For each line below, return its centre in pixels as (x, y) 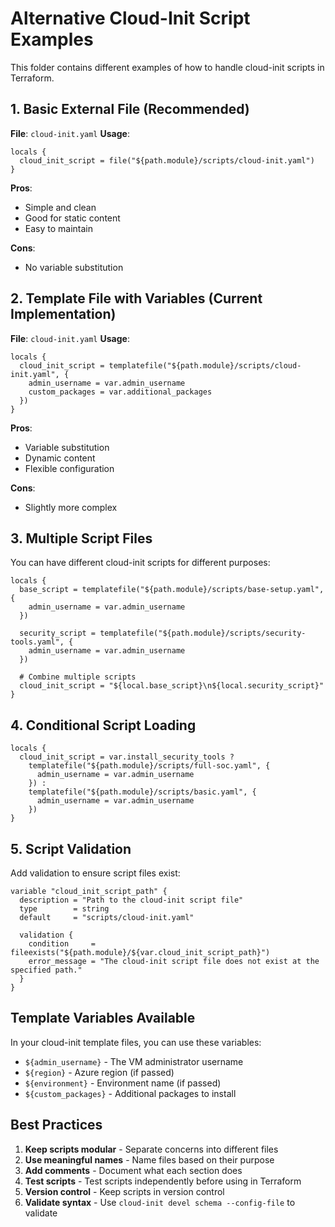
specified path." (46, 970)
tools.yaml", (37, 642)
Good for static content (72, 218)
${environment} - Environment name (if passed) (123, 1083)
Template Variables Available (103, 1018)
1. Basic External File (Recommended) (130, 109)
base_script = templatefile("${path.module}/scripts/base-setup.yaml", (172, 590)
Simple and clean (60, 207)
